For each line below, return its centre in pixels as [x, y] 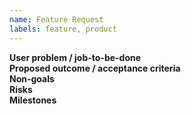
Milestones [33, 100]
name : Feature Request [56, 19]
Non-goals [32, 78]
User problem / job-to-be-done [75, 57]
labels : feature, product [63, 29]
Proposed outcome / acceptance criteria [95, 68]
